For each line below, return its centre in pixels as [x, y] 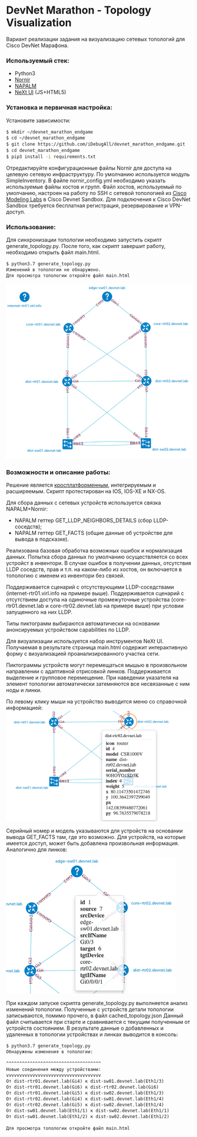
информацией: [24, 708]
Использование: [31, 227]
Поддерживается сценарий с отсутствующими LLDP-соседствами [90, 587]
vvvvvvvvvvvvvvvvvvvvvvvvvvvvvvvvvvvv [54, 1076]
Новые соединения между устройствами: [54, 1070]
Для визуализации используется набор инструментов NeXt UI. [85, 641]
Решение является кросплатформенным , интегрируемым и [81, 485]
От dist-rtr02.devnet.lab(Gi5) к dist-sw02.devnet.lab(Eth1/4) [85, 1105]
